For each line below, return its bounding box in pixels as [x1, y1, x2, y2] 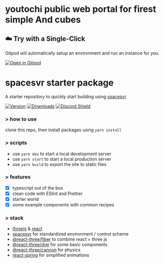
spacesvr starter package [5, 77, 114, 88]
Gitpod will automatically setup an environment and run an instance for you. [5, 50, 160, 56]
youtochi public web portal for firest [5, 3, 157, 15]
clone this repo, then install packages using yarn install [5, 127, 122, 133]
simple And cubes [5, 14, 81, 25]
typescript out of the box [12, 185, 63, 191]
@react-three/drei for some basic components [12, 242, 108, 248]
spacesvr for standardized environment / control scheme [12, 231, 129, 237]
